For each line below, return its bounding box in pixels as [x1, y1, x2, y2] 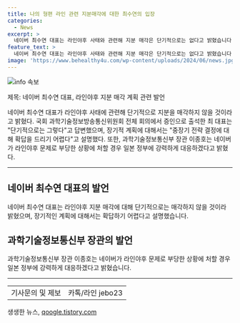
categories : [7, 17, 43, 24]
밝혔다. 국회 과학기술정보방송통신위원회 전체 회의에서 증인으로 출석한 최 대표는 [14, 116, 233, 125]
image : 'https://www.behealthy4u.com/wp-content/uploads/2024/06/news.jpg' [7, 57, 238, 64]
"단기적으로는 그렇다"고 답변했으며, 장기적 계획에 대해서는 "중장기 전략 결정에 [7, 126, 223, 134]
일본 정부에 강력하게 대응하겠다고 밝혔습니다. [7, 264, 132, 272]
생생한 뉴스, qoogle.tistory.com [7, 308, 97, 317]
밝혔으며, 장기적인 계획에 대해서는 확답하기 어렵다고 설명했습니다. [7, 212, 189, 220]
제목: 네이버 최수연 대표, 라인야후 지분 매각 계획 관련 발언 [7, 92, 166, 101]
